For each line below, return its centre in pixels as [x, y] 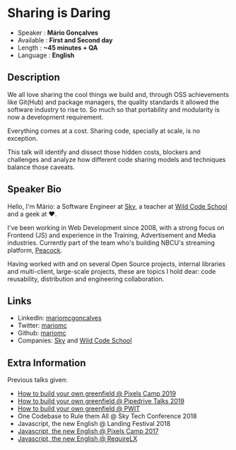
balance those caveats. [41, 167]
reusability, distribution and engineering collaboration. [86, 279]
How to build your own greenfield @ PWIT [78, 409]
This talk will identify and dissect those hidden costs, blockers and [104, 152]
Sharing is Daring [59, 13]
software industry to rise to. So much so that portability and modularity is [114, 109]
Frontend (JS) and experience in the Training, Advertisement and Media [112, 235]
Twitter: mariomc [42, 325]
